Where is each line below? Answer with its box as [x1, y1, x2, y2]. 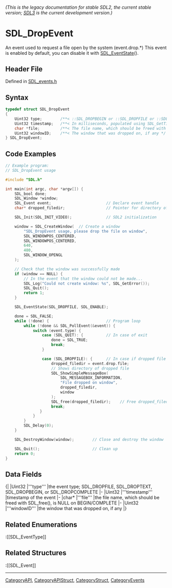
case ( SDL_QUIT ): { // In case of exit [41, 333, 147, 338]
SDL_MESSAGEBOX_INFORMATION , [60, 375, 123, 380]
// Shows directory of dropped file [51, 366, 130, 371]
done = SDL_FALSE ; [14, 313, 54, 319]
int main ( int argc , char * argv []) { [5, 186, 83, 192]
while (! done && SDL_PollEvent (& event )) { [24, 323, 116, 328]
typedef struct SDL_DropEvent [5, 107, 70, 112]
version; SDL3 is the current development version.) [5, 9, 113, 15]
